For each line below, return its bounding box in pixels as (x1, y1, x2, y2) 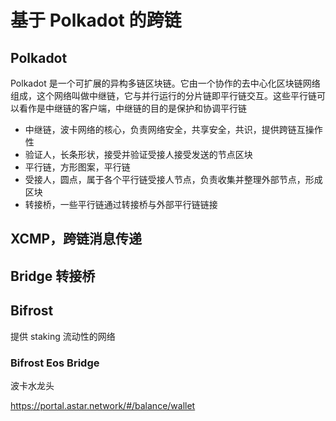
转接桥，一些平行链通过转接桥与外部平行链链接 (24, 199, 218, 210)
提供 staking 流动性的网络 (10, 330, 116, 342)
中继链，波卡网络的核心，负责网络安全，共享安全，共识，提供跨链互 (24, 124, 306, 135)
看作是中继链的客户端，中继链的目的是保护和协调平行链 (18, 102, 247, 114)
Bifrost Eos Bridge (10, 356, 100, 370)
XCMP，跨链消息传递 (10, 231, 143, 248)
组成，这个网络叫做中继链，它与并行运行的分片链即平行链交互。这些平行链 (10, 90, 317, 101)
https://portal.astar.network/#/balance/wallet (10, 399, 196, 411)
